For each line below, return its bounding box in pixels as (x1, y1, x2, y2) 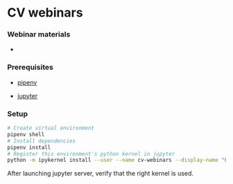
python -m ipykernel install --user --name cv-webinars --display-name (7, 157, 218, 164)
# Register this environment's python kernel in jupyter (7, 150, 175, 157)
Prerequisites (7, 62, 53, 72)
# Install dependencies (7, 137, 76, 145)
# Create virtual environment (7, 125, 95, 132)
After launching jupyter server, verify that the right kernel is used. (7, 169, 194, 178)
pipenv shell (7, 131, 45, 138)
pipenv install (7, 144, 51, 151)
